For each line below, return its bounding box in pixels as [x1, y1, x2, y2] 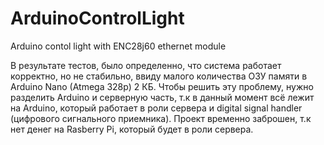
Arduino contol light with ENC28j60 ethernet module [10, 40, 227, 52]
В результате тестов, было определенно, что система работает [10, 59, 282, 71]
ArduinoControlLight [10, 7, 185, 30]
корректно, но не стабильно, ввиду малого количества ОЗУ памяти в [10, 70, 308, 82]
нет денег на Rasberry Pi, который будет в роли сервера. [10, 123, 254, 135]
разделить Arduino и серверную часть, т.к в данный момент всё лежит [10, 91, 315, 103]
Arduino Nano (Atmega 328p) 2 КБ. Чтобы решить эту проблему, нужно [10, 80, 314, 92]
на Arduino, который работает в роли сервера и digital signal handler [10, 102, 303, 114]
